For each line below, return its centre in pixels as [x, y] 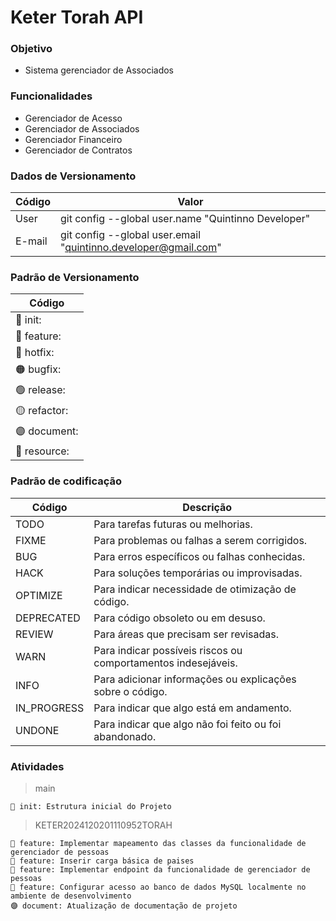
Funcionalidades [51, 96]
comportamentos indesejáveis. [165, 663]
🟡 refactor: [42, 411]
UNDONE [37, 730]
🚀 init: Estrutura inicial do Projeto [91, 806]
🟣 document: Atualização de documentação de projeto [124, 906]
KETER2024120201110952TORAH [103, 825]
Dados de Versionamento [73, 176]
